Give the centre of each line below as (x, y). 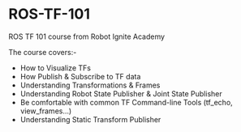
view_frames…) (46, 111)
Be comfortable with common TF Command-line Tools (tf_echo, (126, 102)
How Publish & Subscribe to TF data (80, 76)
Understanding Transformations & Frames (90, 85)
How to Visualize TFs (56, 68)
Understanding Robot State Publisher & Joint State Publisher (121, 93)
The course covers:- (43, 52)
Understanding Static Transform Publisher (90, 119)
